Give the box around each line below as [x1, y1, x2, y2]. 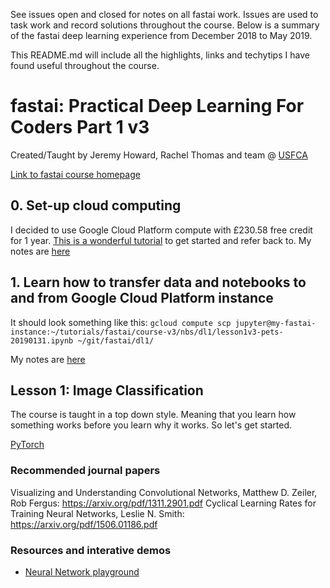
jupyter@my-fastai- [234, 318, 317, 328]
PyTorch [10, 439, 45, 451]
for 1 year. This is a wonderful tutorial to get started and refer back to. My [10, 234, 312, 246]
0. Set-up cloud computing [10, 197, 182, 214]
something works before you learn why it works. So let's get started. [10, 419, 293, 431]
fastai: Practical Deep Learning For [10, 95, 305, 118]
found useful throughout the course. [10, 60, 160, 71]
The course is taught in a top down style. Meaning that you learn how [10, 409, 297, 421]
